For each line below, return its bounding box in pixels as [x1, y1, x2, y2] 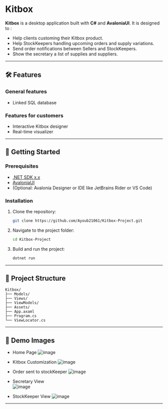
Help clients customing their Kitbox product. [12, 35, 103, 41]
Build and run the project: [12, 246, 65, 252]
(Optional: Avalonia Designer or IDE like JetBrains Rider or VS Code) [12, 185, 152, 191]
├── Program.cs [5, 314, 37, 319]
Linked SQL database [12, 99, 57, 105]
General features [5, 88, 47, 95]
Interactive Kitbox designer [12, 123, 68, 129]
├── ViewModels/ [5, 301, 39, 306]
